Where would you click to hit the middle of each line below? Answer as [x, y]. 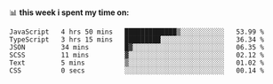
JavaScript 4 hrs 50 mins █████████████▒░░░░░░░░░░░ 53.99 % [137, 32]
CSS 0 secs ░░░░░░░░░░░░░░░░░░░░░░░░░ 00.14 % [137, 71]
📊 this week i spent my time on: [69, 12]
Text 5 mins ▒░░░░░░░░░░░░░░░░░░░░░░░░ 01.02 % [137, 63]
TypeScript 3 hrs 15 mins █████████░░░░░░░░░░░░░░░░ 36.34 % [137, 40]
